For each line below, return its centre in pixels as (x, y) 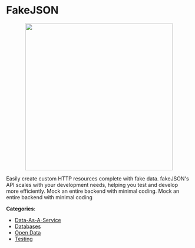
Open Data (28, 232)
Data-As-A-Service (38, 220)
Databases (28, 226)
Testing (24, 239)
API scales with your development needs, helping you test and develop (92, 185)
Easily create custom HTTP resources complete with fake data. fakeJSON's (98, 178)
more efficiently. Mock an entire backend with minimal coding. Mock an (93, 191)
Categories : (21, 209)
